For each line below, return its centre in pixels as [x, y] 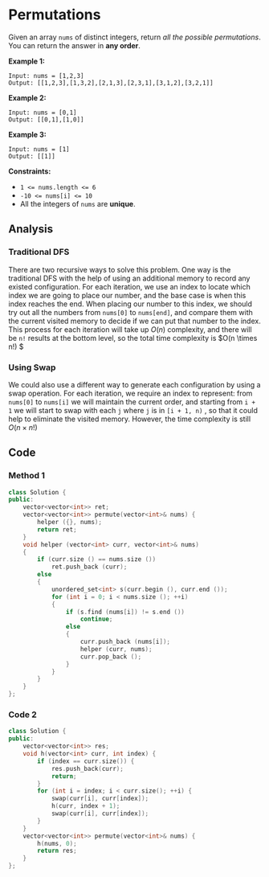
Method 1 [27, 476]
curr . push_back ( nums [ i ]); [125, 642]
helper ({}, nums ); [70, 523]
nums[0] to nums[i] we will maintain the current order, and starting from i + [132, 402]
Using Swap [32, 367]
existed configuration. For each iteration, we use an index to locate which [129, 286]
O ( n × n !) [23, 427]
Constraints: [30, 171]
